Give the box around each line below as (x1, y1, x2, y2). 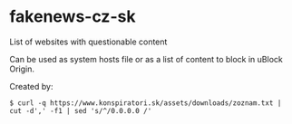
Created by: (9, 81, 54, 91)
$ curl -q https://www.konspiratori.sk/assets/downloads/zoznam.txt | (9, 98, 282, 108)
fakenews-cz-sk (9, 6, 136, 27)
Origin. (9, 63, 34, 74)
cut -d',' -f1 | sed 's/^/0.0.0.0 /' (9, 106, 152, 115)
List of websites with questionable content (9, 36, 168, 47)
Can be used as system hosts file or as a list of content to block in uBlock (9, 53, 283, 64)
